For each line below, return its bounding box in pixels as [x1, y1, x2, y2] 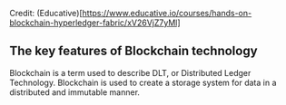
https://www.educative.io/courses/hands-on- [82, 8, 252, 18]
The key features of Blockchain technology [9, 43, 258, 59]
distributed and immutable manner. [9, 86, 141, 98]
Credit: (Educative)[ [9, 8, 84, 18]
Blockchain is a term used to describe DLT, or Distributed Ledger [9, 67, 251, 78]
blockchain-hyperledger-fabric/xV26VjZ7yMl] [9, 17, 181, 28]
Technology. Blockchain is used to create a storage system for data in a [9, 77, 277, 88]
